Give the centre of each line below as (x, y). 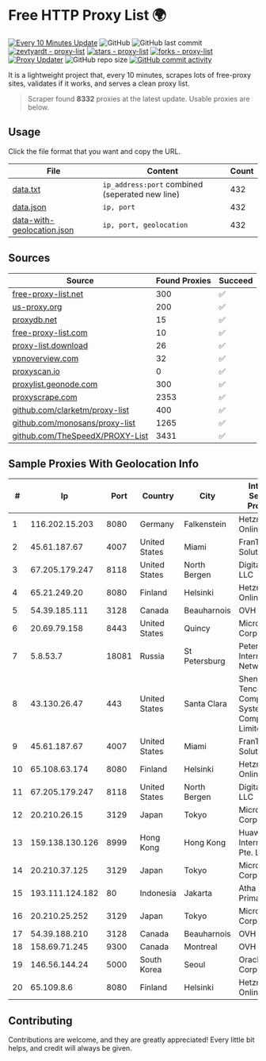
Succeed (236, 280)
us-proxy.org (37, 306)
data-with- (34, 220)
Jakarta (198, 894)
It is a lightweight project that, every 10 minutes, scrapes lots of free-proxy (130, 75)
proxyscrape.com (45, 397)
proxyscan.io (36, 371)
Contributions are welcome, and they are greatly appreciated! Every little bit (131, 1040)
